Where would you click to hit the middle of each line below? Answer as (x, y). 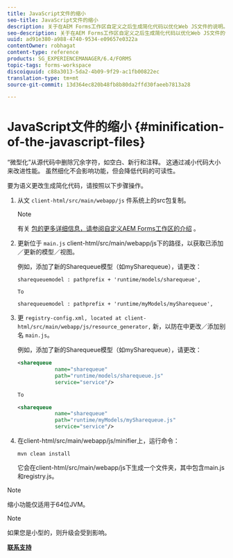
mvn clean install (44, 454)
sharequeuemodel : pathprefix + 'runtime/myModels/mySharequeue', (115, 304)
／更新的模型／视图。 (48, 252)
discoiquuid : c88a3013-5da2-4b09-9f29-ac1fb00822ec (83, 71)
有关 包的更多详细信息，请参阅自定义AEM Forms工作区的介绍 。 (108, 229)
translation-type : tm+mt (43, 78)
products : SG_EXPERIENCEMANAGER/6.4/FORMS (69, 59)
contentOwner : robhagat (42, 46)
